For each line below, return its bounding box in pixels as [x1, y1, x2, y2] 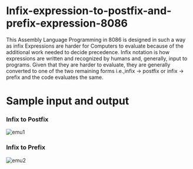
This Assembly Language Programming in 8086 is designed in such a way [6, 36, 186, 43]
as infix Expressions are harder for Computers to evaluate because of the [6, 42, 184, 49]
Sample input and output [6, 94, 129, 108]
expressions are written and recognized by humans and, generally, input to [6, 55, 188, 62]
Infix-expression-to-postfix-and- [6, 4, 172, 18]
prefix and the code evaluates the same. [6, 74, 104, 81]
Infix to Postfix [6, 115, 49, 124]
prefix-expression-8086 [6, 16, 128, 30]
